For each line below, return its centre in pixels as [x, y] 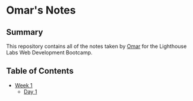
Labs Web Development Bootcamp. [50, 53]
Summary [25, 32]
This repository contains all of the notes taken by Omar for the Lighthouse [96, 46]
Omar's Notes [41, 10]
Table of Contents [40, 71]
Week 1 [23, 85]
